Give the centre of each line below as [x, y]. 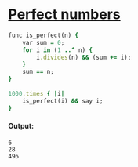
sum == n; [38, 72]
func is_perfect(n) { [44, 35]
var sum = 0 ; [44, 42]
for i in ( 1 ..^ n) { [57, 50]
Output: [21, 126]
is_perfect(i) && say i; [63, 101]
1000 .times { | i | [36, 93]
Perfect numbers [64, 15]
